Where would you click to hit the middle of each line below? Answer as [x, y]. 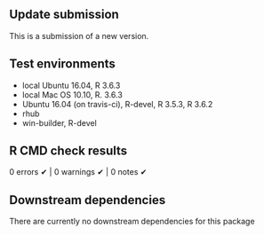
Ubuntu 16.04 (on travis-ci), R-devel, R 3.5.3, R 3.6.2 [117, 104]
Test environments [62, 64]
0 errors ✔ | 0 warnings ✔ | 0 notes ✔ [78, 172]
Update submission [64, 15]
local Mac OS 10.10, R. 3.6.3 [72, 94]
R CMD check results [68, 151]
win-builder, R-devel [60, 122]
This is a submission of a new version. [79, 35]
